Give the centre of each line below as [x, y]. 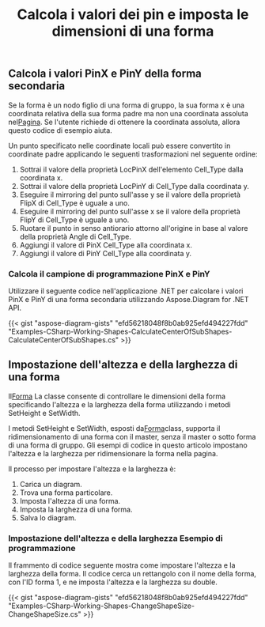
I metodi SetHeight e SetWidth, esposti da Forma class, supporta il [114, 428]
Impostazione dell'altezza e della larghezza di [123, 365]
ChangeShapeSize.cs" [45, 614]
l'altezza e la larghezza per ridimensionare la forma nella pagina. [113, 453]
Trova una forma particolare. [66, 493]
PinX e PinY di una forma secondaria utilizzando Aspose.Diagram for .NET [129, 299]
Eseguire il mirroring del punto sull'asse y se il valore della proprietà [130, 195]
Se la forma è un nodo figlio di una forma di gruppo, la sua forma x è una [127, 105]
